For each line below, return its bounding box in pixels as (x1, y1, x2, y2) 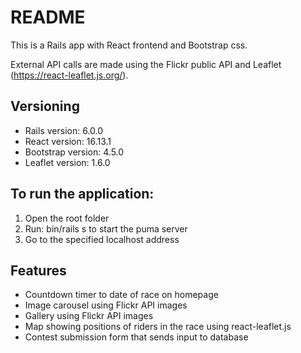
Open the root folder (24, 212, 110, 224)
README (10, 6, 86, 29)
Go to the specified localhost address (24, 233, 180, 245)
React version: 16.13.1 (24, 135, 112, 147)
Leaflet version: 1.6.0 (24, 156, 111, 168)
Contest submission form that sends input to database (24, 331, 249, 343)
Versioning (10, 98, 80, 115)
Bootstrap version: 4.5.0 (24, 146, 125, 158)
